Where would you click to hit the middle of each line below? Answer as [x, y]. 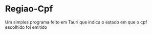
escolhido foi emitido [26, 27]
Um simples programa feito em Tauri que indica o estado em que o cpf [76, 22]
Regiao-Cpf [29, 9]
